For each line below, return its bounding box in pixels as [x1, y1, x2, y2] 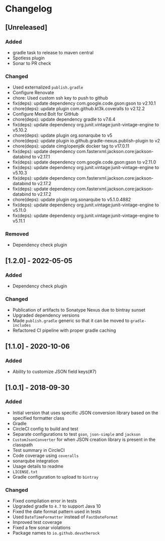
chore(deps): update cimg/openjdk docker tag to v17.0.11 [12, 143, 130, 149]
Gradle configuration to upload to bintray [12, 474, 99, 480]
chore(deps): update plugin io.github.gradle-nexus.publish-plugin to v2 [12, 138, 160, 144]
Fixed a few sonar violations [12, 524, 71, 531]
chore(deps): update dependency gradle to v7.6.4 [12, 116, 116, 122]
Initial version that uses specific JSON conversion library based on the [12, 410, 158, 416]
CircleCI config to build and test [12, 426, 78, 432]
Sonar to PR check [12, 60, 51, 66]
